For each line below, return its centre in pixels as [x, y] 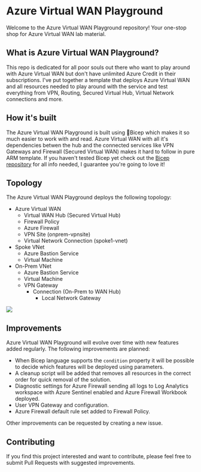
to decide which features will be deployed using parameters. [89, 367]
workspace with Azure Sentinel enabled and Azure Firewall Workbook [101, 392]
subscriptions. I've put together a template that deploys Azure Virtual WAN [98, 80]
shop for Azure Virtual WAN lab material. [56, 34]
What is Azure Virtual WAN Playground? [83, 53]
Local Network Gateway [71, 298]
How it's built [31, 118]
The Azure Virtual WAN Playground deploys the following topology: [89, 197]
